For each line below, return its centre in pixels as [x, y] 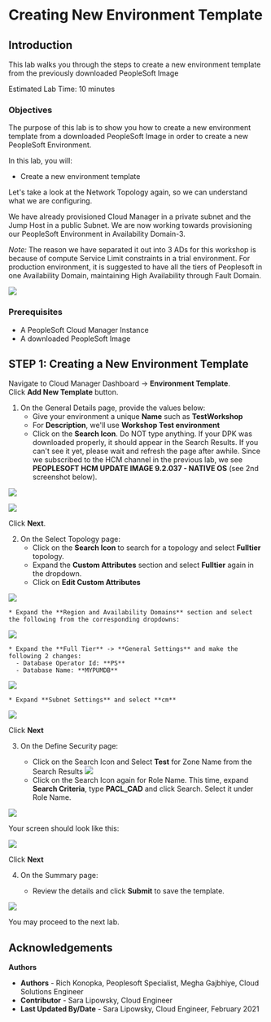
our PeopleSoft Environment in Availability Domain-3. [97, 234]
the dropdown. [57, 574]
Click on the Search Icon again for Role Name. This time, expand [140, 780]
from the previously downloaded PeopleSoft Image [94, 73]
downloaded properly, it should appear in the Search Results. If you [145, 443]
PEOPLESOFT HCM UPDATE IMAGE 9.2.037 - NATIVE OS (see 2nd [145, 469]
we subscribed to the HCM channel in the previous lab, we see [137, 460]
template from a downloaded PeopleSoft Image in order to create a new [128, 137]
